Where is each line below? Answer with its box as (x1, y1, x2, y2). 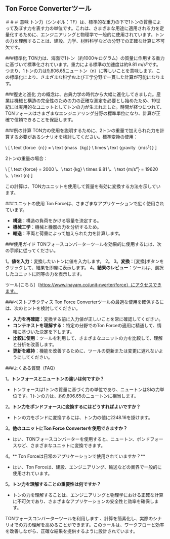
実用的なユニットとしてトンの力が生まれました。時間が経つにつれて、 (18, 104, 164, 110)
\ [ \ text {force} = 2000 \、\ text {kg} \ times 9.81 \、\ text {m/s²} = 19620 (5, 166, 158, 172)
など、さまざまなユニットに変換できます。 (17, 442, 105, 448)
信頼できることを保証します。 (14, 116, 76, 122)
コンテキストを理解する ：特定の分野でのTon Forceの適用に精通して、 (12, 322, 158, 328)
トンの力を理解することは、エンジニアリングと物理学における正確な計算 (12, 492, 163, 498)
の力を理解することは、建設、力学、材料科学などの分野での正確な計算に (5, 38, 156, 44)
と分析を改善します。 (12, 341, 57, 347)
